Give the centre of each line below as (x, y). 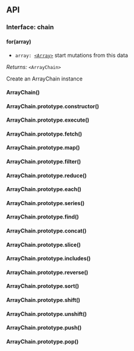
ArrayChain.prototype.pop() (43, 341)
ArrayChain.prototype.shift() (43, 300)
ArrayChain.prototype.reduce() (46, 175)
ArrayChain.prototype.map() (43, 148)
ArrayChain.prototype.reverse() (47, 272)
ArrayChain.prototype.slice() (44, 244)
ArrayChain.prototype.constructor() (53, 106)
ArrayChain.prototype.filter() (44, 162)
